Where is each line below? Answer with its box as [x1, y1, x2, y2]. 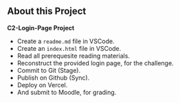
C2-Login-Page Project [7, 23, 75, 32]
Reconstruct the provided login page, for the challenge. [16, 58, 174, 67]
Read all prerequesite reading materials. [16, 51, 131, 60]
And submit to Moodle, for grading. [16, 88, 117, 96]
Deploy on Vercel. [16, 80, 68, 89]
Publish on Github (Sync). [16, 73, 90, 82]
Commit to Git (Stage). [16, 66, 81, 74]
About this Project [7, 5, 87, 17]
